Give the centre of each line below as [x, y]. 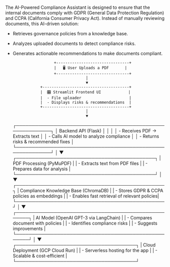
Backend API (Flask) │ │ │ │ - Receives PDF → [108, 131]
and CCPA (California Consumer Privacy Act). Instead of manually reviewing [85, 18]
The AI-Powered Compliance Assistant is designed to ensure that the [78, 7]
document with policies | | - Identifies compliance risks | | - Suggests [85, 223]
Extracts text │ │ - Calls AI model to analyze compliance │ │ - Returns [86, 136]
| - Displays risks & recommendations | [86, 102]
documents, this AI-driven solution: [42, 24]
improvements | [29, 229]
